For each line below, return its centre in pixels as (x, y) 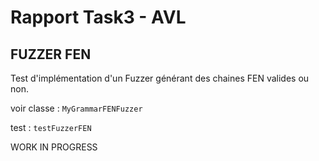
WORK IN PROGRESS (54, 147)
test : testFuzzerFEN (51, 127)
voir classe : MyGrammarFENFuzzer (76, 108)
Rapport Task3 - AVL (98, 17)
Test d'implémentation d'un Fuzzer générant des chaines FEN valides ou (160, 78)
